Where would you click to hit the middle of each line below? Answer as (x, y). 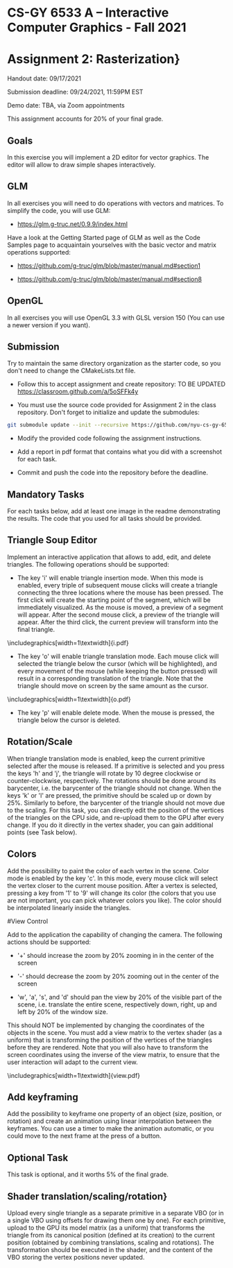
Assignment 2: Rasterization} (94, 59)
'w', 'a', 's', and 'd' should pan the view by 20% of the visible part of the (119, 997)
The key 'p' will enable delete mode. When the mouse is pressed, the (116, 712)
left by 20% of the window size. (62, 1011)
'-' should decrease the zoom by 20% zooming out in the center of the (118, 976)
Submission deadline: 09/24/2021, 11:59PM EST (75, 92)
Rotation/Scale (40, 742)
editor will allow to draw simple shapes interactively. (81, 164)
